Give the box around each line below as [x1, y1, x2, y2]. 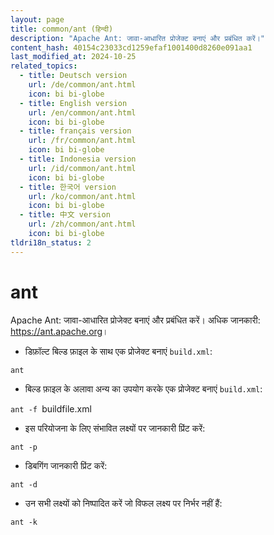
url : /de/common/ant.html [28, 80, 137, 90]
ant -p [10, 442, 38, 452]
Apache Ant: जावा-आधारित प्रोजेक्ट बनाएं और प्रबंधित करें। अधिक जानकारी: [10, 314, 261, 326]
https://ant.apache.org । [10, 325, 109, 337]
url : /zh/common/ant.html [28, 219, 137, 230]
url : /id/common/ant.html [28, 163, 137, 173]
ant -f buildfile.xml [10, 402, 92, 415]
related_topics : [10, 61, 78, 71]
